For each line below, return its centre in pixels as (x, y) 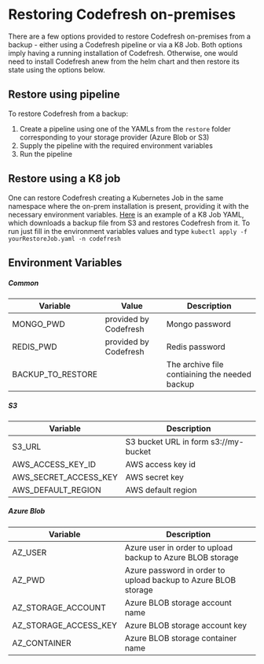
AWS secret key (155, 477)
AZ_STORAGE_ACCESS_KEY (65, 625)
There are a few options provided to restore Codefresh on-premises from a (130, 36)
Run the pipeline (46, 154)
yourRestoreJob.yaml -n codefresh (65, 239)
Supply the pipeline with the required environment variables (116, 145)
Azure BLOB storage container (181, 638)
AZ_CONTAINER (42, 643)
